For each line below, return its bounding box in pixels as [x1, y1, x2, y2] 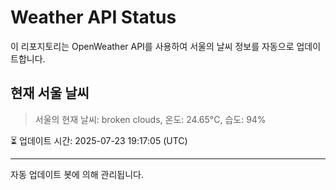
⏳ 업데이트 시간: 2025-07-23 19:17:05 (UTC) [10, 134, 188, 146]
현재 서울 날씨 [10, 85, 90, 102]
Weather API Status [10, 6, 177, 29]
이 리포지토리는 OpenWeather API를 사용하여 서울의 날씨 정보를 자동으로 [10, 40, 295, 52]
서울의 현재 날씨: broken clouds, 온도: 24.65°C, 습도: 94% [34, 113, 267, 125]
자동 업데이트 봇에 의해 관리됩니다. [10, 168, 144, 180]
